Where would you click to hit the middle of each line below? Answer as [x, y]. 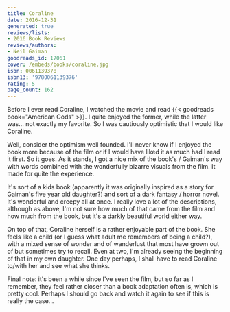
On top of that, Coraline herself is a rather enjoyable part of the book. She [111, 230]
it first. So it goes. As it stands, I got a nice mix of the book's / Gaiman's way [115, 159]
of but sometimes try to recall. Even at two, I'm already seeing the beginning [115, 252]
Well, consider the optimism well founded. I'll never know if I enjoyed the [110, 145]
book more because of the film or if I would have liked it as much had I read [114, 152]
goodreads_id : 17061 [37, 58]
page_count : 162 [30, 90]
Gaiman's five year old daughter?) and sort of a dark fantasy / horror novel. [113, 194]
